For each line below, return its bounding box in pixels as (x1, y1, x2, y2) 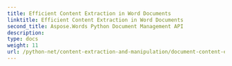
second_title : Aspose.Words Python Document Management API (7, 23, 184, 30)
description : (7, 29, 45, 36)
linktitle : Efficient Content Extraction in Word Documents (7, 16, 184, 23)
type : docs (7, 36, 39, 43)
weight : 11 (7, 42, 39, 49)
